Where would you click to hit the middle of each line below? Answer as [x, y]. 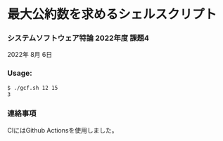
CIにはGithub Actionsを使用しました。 [63, 130]
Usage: [20, 73]
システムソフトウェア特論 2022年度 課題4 [78, 38]
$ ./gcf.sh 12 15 [33, 88]
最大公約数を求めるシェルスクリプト [112, 14]
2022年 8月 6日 [30, 55]
